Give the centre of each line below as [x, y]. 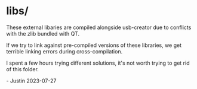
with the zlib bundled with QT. [43, 33]
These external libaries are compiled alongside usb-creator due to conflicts [99, 27]
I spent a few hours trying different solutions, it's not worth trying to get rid [98, 63]
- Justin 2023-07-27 [31, 81]
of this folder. [22, 69]
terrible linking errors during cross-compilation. [64, 51]
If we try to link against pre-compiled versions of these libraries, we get [94, 45]
